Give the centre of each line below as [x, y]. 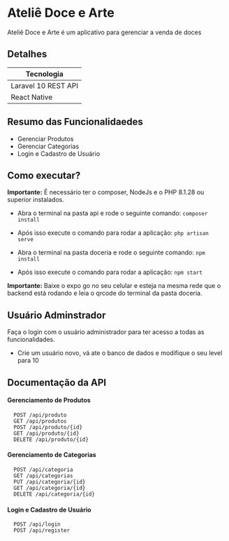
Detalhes [27, 54]
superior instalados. [36, 200]
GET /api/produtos [40, 421]
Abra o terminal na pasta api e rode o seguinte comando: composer [112, 213]
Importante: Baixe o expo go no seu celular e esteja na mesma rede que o [114, 286]
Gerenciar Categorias [48, 146]
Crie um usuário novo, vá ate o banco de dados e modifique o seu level [120, 353]
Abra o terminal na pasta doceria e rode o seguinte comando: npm [111, 252]
